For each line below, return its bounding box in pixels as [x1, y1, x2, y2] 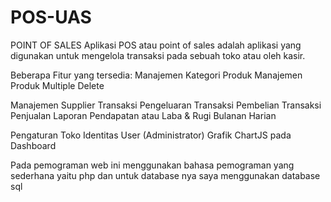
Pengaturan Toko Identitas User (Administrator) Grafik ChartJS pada [10, 129, 292, 141]
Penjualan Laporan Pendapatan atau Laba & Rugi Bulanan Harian [10, 109, 277, 121]
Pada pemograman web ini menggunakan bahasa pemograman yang [10, 159, 295, 171]
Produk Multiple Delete [10, 79, 105, 91]
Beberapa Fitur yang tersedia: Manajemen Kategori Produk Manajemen [10, 69, 303, 81]
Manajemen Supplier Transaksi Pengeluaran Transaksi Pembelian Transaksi [10, 99, 322, 111]
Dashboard [10, 139, 57, 151]
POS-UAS [10, 6, 92, 29]
